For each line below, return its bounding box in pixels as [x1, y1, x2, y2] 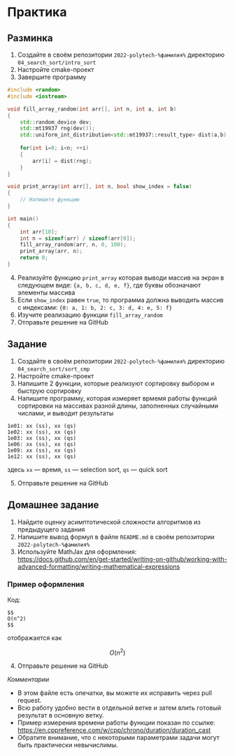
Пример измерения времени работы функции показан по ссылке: [17, 718, 215, 727]
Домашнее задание [7, 499, 99, 511]
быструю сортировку [17, 386, 82, 395]
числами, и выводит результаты [17, 408, 114, 417]
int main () [7, 215, 39, 222]
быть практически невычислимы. [17, 741, 118, 749]
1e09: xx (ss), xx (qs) [7, 447, 77, 454]
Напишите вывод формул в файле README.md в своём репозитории [17, 532, 215, 541]
